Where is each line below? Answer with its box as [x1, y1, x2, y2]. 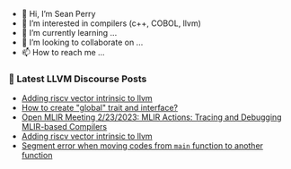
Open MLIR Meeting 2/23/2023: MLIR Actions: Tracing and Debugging [21, 112, 282, 123]
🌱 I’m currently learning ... [21, 28, 118, 38]
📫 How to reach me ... [21, 47, 105, 57]
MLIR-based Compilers [21, 122, 108, 132]
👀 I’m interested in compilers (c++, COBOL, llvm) [21, 18, 201, 29]
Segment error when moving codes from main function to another [21, 140, 264, 151]
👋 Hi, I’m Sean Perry [21, 9, 96, 19]
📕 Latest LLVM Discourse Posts [8, 72, 147, 85]
